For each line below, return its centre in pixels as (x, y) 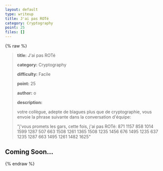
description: (30, 102)
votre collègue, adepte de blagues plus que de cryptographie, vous (84, 112)
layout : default (21, 9)
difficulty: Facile (34, 74)
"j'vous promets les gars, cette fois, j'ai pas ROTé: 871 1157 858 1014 (85, 126)
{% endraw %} (20, 164)
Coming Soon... (29, 152)
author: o (27, 93)
